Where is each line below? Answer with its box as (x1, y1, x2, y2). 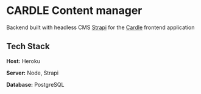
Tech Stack (6, 41, 50, 52)
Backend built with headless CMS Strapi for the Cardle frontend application (6, 24, 195, 31)
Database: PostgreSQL (6, 81, 65, 88)
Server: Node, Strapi (6, 69, 59, 76)
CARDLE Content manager (6, 4, 143, 18)
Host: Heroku (6, 57, 41, 64)
